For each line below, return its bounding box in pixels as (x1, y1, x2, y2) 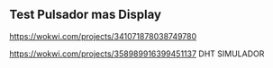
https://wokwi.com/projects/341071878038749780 (9, 30, 197, 41)
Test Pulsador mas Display (9, 7, 162, 22)
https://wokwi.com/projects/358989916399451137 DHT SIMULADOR (9, 48, 265, 59)
